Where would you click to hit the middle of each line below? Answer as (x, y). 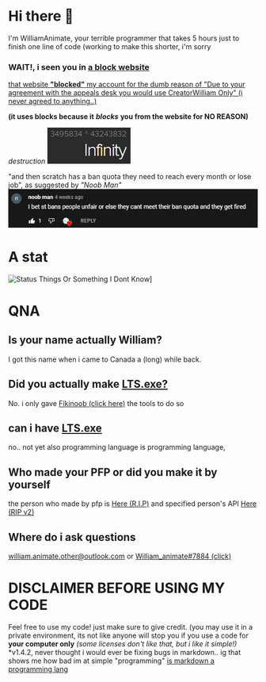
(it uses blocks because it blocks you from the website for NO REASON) (128, 117)
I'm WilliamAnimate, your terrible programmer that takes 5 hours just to (124, 38)
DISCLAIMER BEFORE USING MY (117, 588)
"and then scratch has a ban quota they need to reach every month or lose (130, 177)
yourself (30, 484)
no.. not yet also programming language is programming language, (117, 447)
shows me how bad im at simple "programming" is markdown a (112, 661)
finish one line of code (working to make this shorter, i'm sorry (110, 46)
